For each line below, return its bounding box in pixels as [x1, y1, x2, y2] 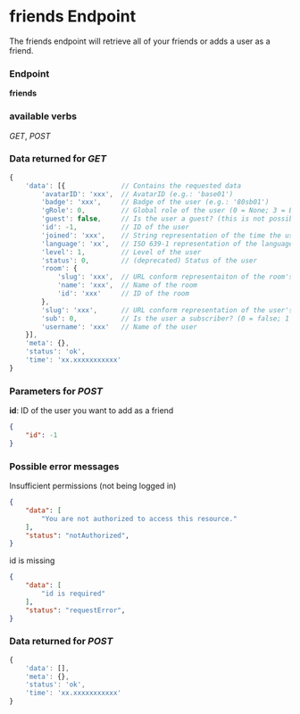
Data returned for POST [9, 635, 113, 648]
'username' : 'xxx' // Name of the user [41, 322, 198, 331]
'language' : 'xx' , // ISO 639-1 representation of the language [41, 239, 294, 248]
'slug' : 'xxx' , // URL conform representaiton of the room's [56, 272, 294, 282]
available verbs [9, 110, 78, 122]
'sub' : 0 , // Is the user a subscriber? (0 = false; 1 [41, 314, 290, 323]
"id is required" [41, 589, 105, 599]
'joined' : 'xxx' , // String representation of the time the [41, 230, 281, 240]
